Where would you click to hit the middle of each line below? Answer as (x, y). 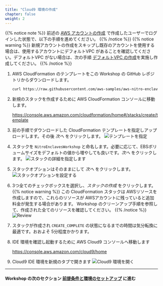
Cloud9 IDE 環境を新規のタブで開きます (51, 262)
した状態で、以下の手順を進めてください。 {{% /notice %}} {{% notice (84, 39)
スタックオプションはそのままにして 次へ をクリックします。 (73, 169)
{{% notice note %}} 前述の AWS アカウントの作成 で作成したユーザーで (77, 33)
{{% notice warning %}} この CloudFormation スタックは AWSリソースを (85, 192)
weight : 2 (15, 19)
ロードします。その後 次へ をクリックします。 (57, 136)
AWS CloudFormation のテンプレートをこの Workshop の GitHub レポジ (83, 74)
